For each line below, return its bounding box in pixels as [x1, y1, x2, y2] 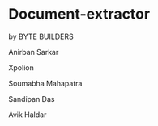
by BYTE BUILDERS [8, 31, 75, 41]
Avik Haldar [8, 110, 47, 120]
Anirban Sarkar [8, 47, 59, 57]
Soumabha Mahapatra [8, 78, 83, 88]
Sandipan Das [8, 94, 55, 103]
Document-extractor [8, 5, 151, 23]
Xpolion [8, 62, 34, 73]
